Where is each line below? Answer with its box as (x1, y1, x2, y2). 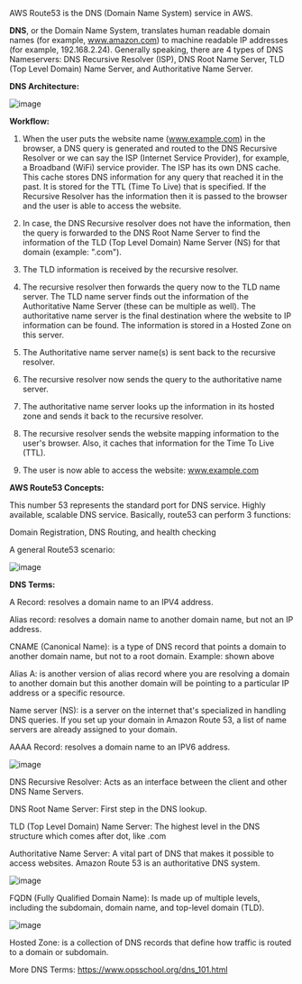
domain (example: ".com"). (22, 247, 122, 257)
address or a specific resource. (9, 687, 125, 698)
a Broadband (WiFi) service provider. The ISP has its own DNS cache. (22, 162, 281, 172)
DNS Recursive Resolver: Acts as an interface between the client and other (9, 777, 288, 787)
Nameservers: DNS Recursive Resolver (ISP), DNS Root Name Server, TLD (9, 54, 286, 64)
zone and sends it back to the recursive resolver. (22, 410, 205, 421)
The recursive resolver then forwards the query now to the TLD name (22, 281, 281, 292)
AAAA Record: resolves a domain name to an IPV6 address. (9, 741, 231, 752)
